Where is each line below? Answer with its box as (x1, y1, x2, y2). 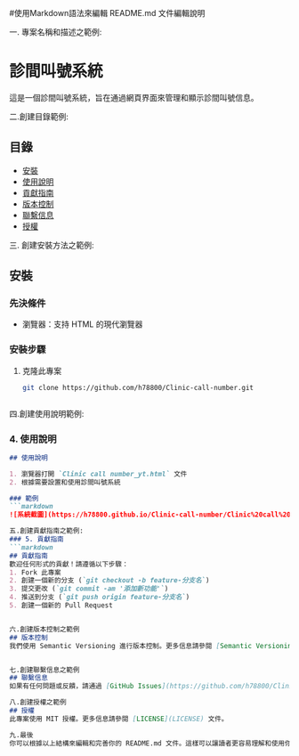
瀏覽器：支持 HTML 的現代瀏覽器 (21, 319, 143, 329)
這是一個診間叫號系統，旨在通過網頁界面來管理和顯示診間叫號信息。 (9, 92, 259, 102)
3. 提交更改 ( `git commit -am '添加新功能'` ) (9, 584, 169, 594)
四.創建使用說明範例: (9, 408, 85, 419)
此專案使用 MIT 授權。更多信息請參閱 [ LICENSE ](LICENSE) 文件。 (9, 714, 229, 723)
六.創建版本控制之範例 (9, 624, 80, 634)
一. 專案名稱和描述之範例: (9, 27, 102, 37)
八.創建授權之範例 (9, 698, 67, 707)
